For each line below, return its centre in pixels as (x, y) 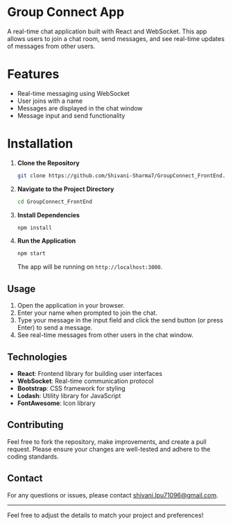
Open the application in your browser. (71, 306)
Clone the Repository (48, 163)
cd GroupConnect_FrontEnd (54, 202)
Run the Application (46, 241)
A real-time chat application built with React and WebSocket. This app (107, 31)
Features (33, 74)
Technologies (37, 357)
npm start (32, 254)
